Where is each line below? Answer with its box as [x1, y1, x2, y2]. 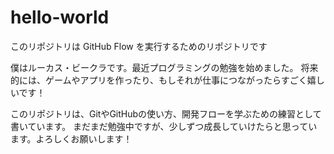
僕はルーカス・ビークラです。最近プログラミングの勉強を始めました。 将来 [10, 61, 319, 73]
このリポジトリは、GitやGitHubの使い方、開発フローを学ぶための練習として [10, 107, 322, 120]
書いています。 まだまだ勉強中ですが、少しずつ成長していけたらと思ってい [10, 120, 318, 132]
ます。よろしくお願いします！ [10, 132, 133, 145]
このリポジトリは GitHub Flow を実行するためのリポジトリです [10, 40, 268, 52]
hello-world [10, 6, 110, 29]
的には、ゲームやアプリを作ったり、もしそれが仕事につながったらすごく [10, 74, 308, 86]
